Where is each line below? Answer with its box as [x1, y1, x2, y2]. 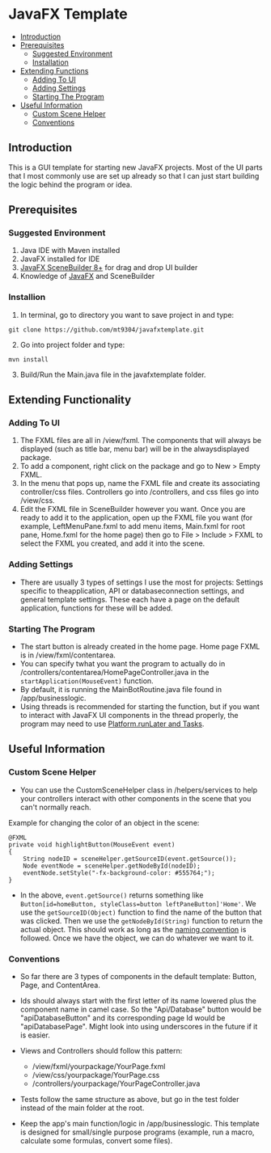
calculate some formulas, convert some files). [19, 1136, 173, 1145]
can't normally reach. [19, 802, 91, 812]
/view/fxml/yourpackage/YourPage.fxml [32, 1062, 166, 1071]
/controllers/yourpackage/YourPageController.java [32, 1079, 201, 1088]
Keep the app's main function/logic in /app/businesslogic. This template [19, 1119, 260, 1128]
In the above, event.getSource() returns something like [19, 890, 204, 900]
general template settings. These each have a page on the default [19, 594, 240, 604]
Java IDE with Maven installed [19, 246, 121, 256]
